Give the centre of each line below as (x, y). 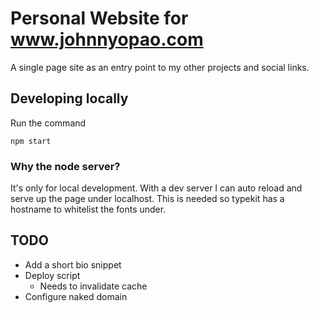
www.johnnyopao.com (107, 39)
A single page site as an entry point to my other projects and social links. (160, 67)
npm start (31, 141)
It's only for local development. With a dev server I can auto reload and (156, 188)
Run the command (48, 123)
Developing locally (69, 98)
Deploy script (52, 275)
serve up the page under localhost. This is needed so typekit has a (147, 199)
